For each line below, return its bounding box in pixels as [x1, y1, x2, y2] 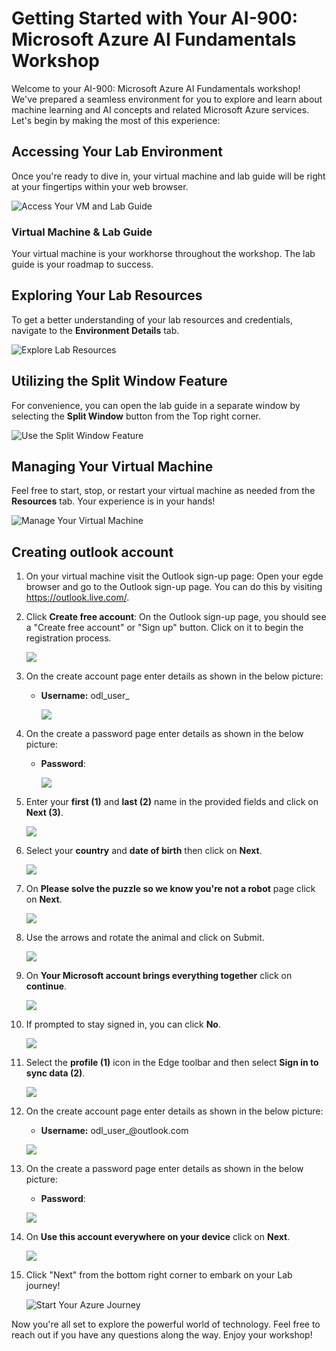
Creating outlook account [11, 543, 174, 561]
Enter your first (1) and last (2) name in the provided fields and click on [25, 796, 319, 808]
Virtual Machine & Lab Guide [11, 225, 153, 239]
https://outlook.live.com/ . [25, 592, 130, 604]
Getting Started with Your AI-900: [11, 7, 299, 30]
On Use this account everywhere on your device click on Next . [25, 1231, 291, 1243]
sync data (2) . [25, 1067, 86, 1079]
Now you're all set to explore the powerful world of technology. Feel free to [11, 1318, 321, 1331]
